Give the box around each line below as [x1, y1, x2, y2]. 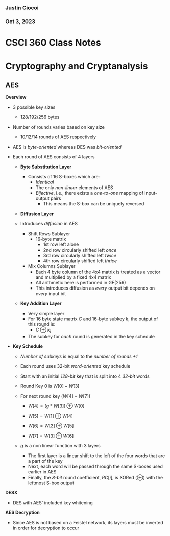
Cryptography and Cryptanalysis [5, 60, 148, 72]
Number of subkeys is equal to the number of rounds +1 [20, 353, 138, 359]
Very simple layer [28, 311, 65, 317]
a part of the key [28, 458, 63, 464]
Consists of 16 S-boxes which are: [28, 174, 100, 180]
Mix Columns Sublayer [28, 263, 76, 270]
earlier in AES [28, 468, 57, 475]
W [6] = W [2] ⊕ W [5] [28, 422, 74, 429]
